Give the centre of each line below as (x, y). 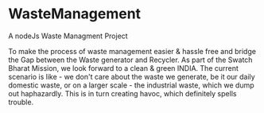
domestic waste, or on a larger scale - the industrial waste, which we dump (131, 85)
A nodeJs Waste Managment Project (68, 36)
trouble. (21, 102)
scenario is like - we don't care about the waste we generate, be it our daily (132, 76)
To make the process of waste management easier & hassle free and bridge (132, 51)
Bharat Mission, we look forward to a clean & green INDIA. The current (123, 68)
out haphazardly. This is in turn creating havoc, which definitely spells (122, 93)
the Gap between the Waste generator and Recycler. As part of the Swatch (130, 60)
